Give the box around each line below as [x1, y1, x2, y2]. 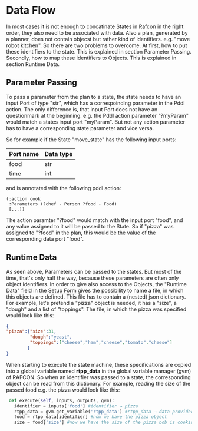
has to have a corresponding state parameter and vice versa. [6, 124, 154, 131]
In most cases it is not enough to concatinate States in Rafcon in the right [6, 23, 184, 30]
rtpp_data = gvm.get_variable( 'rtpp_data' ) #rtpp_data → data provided [14, 409, 194, 415]
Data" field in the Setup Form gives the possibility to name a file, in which [6, 287, 184, 294]
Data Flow [6, 4, 56, 17]
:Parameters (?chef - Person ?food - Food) [8, 201, 117, 207]
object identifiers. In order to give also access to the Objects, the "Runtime [6, 280, 187, 287]
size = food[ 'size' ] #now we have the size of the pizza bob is [14, 419, 176, 426]
